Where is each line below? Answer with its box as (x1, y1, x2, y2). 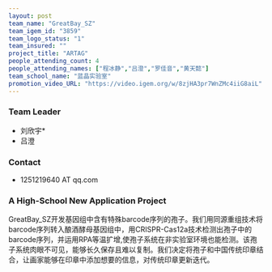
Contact (8, 156, 41, 168)
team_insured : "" (8, 42, 67, 50)
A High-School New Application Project (8, 195, 167, 206)
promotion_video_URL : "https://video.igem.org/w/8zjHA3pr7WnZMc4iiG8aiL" (8, 79, 263, 87)
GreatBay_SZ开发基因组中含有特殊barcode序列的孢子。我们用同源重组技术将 (8, 215, 263, 224)
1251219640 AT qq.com (19, 175, 99, 185)
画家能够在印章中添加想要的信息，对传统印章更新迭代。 (29, 255, 215, 265)
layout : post (8, 11, 53, 20)
